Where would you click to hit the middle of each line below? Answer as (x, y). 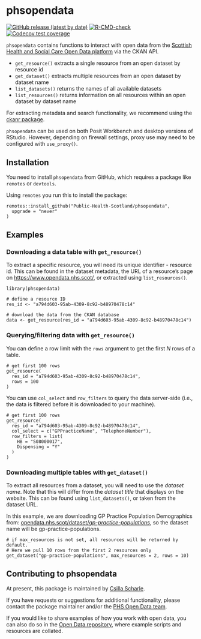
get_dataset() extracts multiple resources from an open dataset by (98, 76)
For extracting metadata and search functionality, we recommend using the (99, 113)
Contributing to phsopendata (62, 574)
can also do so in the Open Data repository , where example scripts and (94, 624)
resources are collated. (35, 631)
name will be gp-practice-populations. (53, 529)
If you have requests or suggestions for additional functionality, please (93, 600)
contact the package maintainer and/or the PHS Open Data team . (87, 606)
